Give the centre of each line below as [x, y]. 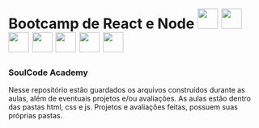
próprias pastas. [36, 116]
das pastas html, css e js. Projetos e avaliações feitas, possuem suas [123, 107]
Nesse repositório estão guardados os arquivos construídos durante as [127, 90]
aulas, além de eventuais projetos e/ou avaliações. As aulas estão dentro [129, 99]
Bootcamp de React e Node [102, 24]
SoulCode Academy [49, 72]
